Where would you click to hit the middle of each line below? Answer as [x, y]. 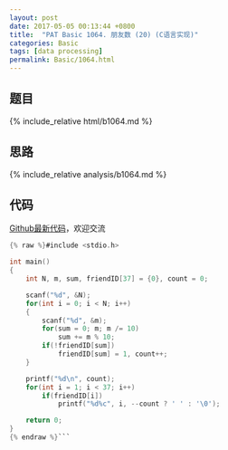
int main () [30, 262]
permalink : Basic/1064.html [62, 60]
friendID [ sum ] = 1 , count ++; [113, 354]
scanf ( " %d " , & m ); [74, 321]
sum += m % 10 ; [86, 337]
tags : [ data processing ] [56, 52]
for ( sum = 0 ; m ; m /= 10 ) [91, 329]
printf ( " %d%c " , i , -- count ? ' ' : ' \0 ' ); [139, 404]
